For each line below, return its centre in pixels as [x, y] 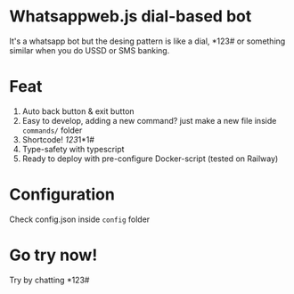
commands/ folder [52, 130]
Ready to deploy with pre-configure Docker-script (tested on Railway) [150, 159]
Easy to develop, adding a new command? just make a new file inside [149, 120]
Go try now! [53, 255]
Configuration [62, 195]
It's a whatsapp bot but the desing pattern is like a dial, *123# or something [147, 41]
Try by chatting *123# [49, 280]
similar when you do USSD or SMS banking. [90, 50]
